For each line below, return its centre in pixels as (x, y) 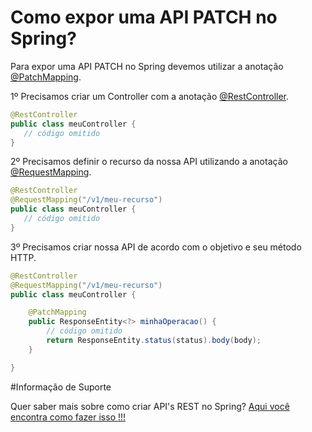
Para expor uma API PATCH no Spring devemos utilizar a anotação (147, 66)
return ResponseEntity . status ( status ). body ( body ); (154, 341)
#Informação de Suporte (61, 387)
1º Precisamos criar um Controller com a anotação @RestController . (150, 96)
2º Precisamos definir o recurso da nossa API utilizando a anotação (149, 162)
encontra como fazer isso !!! (68, 417)
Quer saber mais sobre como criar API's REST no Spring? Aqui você (150, 406)
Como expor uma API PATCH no (144, 17)
